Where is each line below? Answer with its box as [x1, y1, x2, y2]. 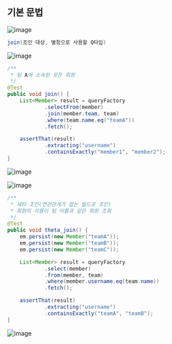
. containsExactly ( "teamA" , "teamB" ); [44, 310, 154, 317]
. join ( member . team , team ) [44, 110, 119, 117]
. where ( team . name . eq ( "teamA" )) [44, 117, 135, 124]
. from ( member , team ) [44, 272, 104, 279]
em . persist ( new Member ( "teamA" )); [19, 234, 119, 240]
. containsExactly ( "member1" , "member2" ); [44, 149, 166, 156]
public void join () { [7, 91, 70, 98]
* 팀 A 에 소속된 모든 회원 [10, 72, 75, 79]
